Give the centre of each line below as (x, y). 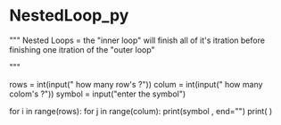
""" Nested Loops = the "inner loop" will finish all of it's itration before (137, 40)
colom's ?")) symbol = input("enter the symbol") (98, 94)
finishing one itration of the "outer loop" (82, 49)
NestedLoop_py (69, 16)
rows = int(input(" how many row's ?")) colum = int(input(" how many (136, 84)
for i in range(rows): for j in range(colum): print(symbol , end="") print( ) (141, 111)
